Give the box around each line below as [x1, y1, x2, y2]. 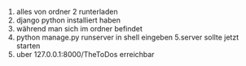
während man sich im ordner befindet [15, 24, 143, 33]
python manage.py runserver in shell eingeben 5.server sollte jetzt [15, 32, 239, 42]
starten [15, 41, 41, 51]
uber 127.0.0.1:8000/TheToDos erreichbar [15, 50, 155, 59]
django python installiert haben [15, 15, 121, 25]
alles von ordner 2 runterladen [15, 7, 118, 16]
